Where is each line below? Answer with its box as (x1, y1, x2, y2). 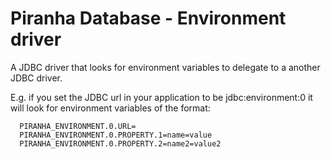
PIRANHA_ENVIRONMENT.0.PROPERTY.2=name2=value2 (19, 138, 222, 149)
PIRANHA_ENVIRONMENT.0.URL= (19, 121, 137, 131)
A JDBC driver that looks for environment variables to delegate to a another (10, 61, 321, 73)
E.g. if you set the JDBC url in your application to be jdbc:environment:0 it (10, 91, 313, 103)
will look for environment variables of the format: (10, 102, 211, 114)
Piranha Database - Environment (10, 7, 287, 30)
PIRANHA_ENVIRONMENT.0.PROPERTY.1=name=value (19, 130, 213, 140)
